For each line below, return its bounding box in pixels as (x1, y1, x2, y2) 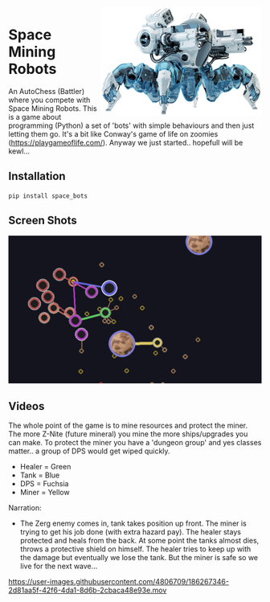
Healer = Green (19, 462, 72, 472)
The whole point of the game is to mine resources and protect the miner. (8, 420, 248, 431)
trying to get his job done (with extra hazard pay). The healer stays (19, 527, 241, 537)
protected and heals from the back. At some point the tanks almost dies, (19, 536, 260, 546)
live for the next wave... (19, 561, 98, 571)
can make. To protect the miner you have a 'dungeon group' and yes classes (8, 438, 262, 448)
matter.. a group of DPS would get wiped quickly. (8, 446, 170, 456)
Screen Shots (8, 214, 78, 227)
